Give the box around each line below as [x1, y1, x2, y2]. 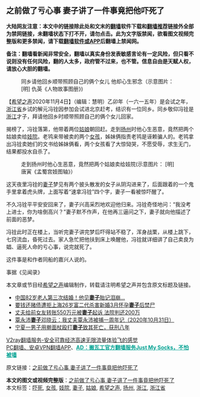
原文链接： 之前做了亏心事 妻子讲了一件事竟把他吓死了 [6, 364, 138, 371]
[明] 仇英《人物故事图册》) [21, 85, 83, 92]
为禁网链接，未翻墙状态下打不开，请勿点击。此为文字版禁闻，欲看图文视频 [6, 30, 189, 37]
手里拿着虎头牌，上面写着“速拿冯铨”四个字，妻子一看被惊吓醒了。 [6, 188, 168, 195]
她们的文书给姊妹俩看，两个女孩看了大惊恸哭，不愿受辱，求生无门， [26, 140, 194, 147]
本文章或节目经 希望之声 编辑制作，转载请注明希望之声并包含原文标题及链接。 [6, 281, 194, 288]
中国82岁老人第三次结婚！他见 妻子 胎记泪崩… [14, 294, 126, 301]
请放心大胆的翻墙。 [6, 65, 54, 72]
